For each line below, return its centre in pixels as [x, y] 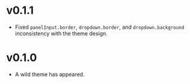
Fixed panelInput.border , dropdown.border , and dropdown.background [100, 27]
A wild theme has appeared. [50, 74]
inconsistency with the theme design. [61, 33]
